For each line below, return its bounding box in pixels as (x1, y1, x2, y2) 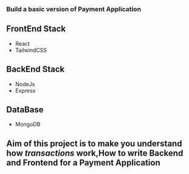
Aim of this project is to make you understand (6, 138, 182, 148)
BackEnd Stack (6, 64, 65, 74)
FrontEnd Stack (6, 24, 66, 34)
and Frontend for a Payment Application (6, 158, 160, 168)
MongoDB (15, 121, 41, 128)
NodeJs (15, 80, 35, 87)
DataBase (6, 104, 44, 115)
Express (15, 87, 36, 94)
